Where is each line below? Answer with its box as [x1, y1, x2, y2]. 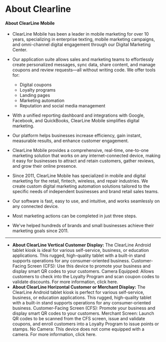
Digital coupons [19, 82, 52, 88]
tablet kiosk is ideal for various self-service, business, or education [12, 247, 149, 253]
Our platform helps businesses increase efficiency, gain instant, [12, 133, 142, 139]
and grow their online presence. [12, 163, 78, 169]
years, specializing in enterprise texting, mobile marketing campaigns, [12, 36, 155, 43]
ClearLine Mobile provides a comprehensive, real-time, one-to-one [12, 147, 149, 153]
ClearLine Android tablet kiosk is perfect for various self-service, [12, 290, 145, 295]
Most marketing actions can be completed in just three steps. [12, 213, 137, 219]
